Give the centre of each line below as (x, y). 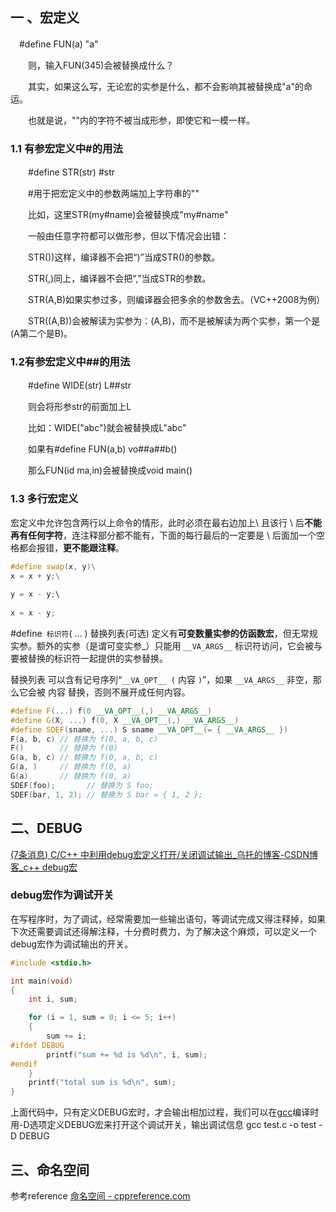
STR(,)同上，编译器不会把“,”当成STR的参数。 (119, 279)
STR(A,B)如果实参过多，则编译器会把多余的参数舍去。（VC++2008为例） (176, 300)
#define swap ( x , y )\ (53, 566)
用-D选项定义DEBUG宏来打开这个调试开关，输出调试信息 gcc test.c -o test (163, 1125)
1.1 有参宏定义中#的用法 (66, 148)
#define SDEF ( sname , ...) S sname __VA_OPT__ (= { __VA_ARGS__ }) (149, 729)
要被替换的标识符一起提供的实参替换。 (89, 658)
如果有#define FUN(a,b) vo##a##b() (102, 449)
